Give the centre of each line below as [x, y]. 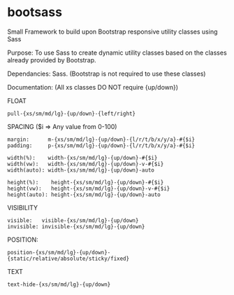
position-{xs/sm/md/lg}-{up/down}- [59, 252]
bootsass [35, 12]
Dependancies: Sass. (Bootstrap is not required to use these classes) [107, 74]
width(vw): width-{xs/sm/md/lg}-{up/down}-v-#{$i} [86, 164]
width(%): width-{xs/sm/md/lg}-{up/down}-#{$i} [82, 158]
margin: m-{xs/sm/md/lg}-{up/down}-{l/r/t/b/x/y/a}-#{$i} [101, 139]
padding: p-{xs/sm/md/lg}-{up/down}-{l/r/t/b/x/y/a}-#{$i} [101, 145]
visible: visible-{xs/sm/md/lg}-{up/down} [73, 220]
